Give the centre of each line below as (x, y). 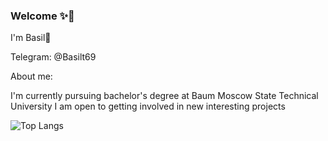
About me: (31, 76)
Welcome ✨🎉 (42, 16)
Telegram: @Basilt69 (53, 57)
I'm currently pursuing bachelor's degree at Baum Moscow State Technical (164, 96)
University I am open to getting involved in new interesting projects (148, 106)
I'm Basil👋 (31, 38)
